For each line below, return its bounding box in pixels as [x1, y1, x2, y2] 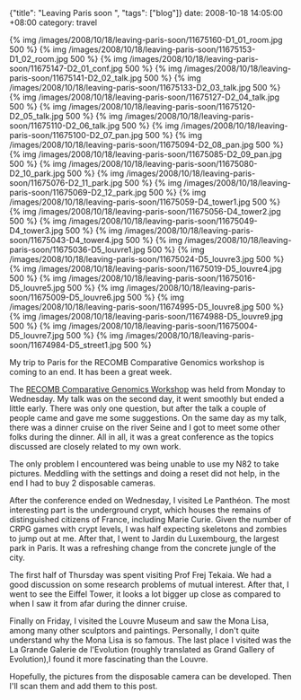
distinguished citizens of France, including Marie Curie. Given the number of [9, 514, 292, 524]
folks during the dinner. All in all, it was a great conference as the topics [9, 432, 274, 442]
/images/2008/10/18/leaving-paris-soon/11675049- [68, 215, 258, 226]
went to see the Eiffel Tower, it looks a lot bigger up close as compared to [9, 589, 281, 599]
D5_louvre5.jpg [9, 283, 66, 293]
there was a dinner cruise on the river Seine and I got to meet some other [9, 422, 280, 433]
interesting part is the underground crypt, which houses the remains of [9, 504, 271, 515]
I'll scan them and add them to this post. [9, 681, 158, 691]
